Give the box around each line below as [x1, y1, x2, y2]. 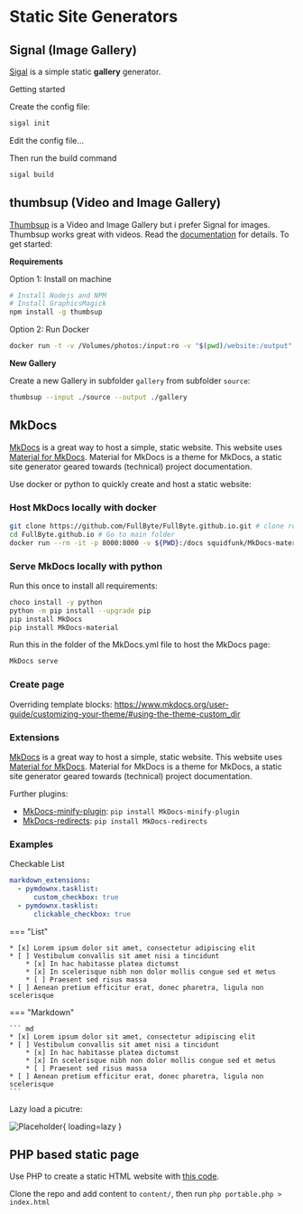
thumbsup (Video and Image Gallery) [9, 195, 221, 211]
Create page [9, 678, 65, 691]
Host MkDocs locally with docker [9, 501, 157, 513]
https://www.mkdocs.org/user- [114, 699, 230, 710]
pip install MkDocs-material [9, 623, 119, 632]
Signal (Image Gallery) [9, 42, 137, 58]
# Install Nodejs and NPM [9, 291, 106, 300]
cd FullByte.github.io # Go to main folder [9, 530, 176, 539]
